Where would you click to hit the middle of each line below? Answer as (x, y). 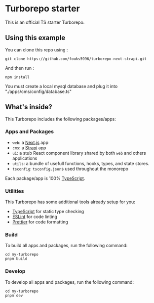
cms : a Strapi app (29, 148)
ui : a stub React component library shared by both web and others (79, 153)
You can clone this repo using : (37, 49)
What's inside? (29, 107)
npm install (17, 77)
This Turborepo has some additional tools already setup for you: (70, 202)
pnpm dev (14, 295)
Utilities (15, 191)
